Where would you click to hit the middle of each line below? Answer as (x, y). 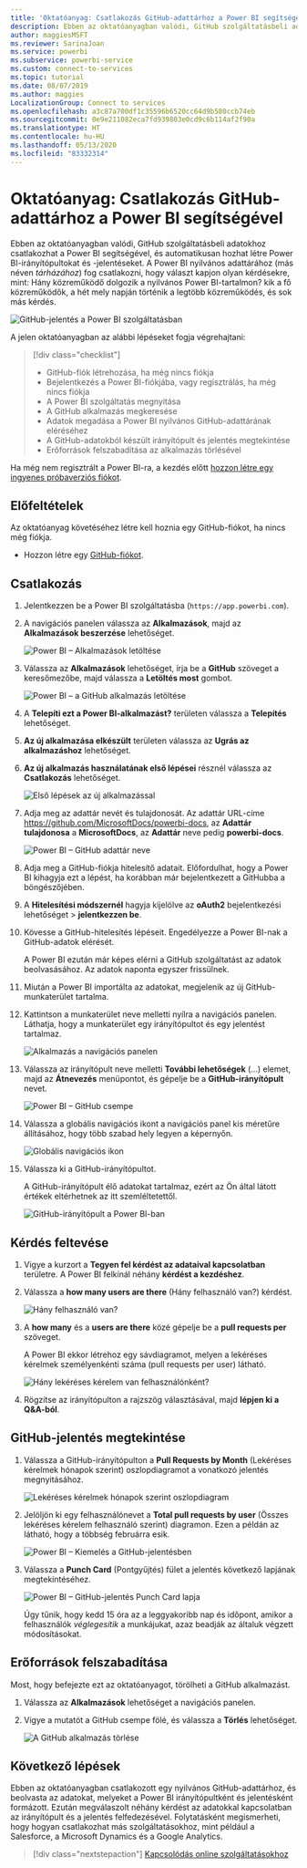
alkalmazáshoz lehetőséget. (77, 751)
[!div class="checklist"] (77, 354)
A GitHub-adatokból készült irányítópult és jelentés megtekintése (168, 440)
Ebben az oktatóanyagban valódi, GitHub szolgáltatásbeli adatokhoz (138, 244)
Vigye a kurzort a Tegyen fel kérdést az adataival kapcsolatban (144, 1265)
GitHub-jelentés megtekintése (98, 1438)
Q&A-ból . (41, 1409)
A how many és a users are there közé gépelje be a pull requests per (155, 1327)
